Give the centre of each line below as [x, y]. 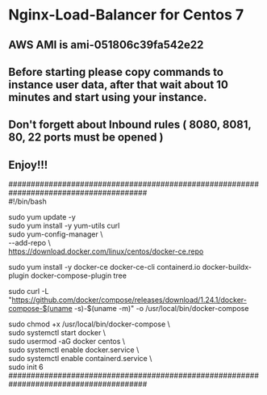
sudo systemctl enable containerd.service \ [80, 359]
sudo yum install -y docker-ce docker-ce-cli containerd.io [104, 267]
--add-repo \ [29, 243]
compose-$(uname [40, 309]
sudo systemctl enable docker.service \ [74, 350]
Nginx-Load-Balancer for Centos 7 [126, 15]
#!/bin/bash [27, 202]
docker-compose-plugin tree [79, 275]
